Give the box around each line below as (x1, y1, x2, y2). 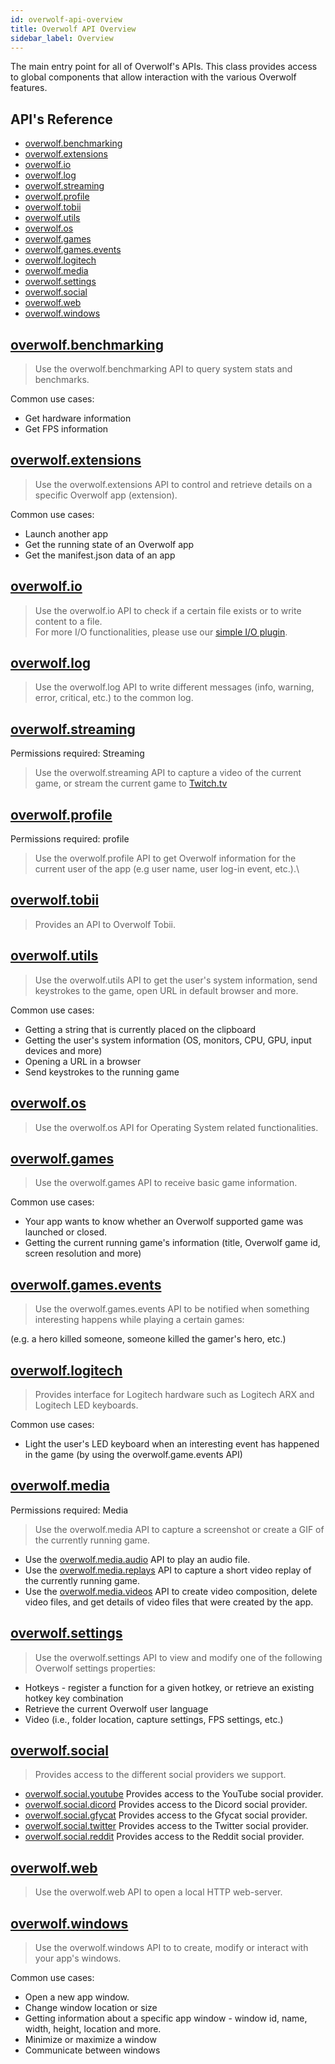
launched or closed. (24, 1226, 108, 1238)
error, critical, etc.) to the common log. (34, 692, 194, 704)
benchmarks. (34, 374, 90, 385)
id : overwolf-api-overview (10, 14, 123, 25)
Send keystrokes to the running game (24, 1066, 180, 1078)
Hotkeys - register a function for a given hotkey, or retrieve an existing (24, 1681, 315, 1693)
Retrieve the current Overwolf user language (24, 1702, 209, 1715)
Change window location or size (24, 2002, 158, 2013)
